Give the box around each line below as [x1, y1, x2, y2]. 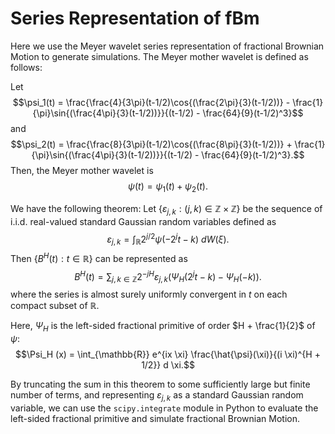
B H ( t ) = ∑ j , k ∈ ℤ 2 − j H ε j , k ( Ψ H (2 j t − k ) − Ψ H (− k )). [74, 268, 262, 285]
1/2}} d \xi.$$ [141, 358, 195, 371]
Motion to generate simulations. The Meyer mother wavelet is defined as [10, 50, 309, 62]
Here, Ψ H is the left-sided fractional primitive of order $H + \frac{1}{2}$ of [10, 320, 316, 334]
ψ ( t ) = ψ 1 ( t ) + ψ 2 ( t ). [128, 180, 208, 194]
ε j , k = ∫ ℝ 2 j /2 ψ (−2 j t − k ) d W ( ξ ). [106, 231, 230, 247]
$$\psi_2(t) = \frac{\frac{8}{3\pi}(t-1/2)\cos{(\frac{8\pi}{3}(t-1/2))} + [10, 138, 293, 150]
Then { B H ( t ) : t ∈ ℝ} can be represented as [10, 250, 188, 264]
